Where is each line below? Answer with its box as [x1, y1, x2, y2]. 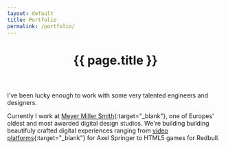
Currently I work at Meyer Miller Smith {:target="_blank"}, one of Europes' [7, 111, 214, 120]
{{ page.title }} [73, 52, 158, 68]
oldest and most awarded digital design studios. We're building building [7, 119, 210, 127]
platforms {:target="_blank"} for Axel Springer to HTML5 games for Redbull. [7, 133, 220, 141]
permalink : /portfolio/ [7, 23, 76, 30]
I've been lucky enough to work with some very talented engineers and [7, 91, 208, 100]
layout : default [7, 10, 54, 17]
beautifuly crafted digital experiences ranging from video [7, 126, 168, 135]
